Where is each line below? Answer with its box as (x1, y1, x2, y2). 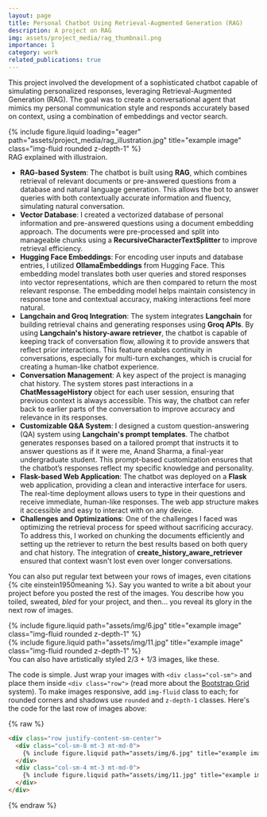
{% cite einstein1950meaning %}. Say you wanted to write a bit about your (8, 579, 252, 589)
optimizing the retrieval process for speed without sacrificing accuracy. (19, 522, 253, 532)
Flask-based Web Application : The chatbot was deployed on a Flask (19, 471, 247, 481)
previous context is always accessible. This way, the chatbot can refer (19, 395, 250, 405)
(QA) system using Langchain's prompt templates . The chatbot (19, 429, 230, 439)
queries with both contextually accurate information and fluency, (19, 192, 232, 203)
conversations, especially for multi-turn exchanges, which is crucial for (19, 353, 253, 362)
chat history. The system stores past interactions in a (19, 378, 193, 388)
